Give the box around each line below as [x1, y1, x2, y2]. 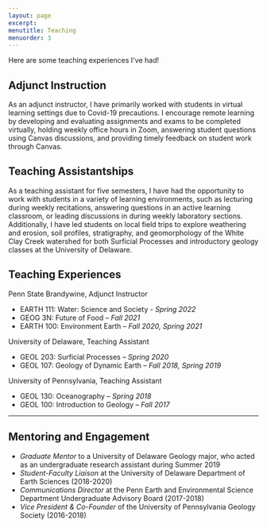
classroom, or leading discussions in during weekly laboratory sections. [8, 211, 243, 221]
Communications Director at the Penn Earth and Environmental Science [19, 485, 254, 495]
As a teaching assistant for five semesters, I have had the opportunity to [8, 186, 245, 195]
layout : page [8, 11, 52, 20]
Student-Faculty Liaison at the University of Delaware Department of [19, 468, 246, 477]
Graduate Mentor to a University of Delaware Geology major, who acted [19, 451, 256, 461]
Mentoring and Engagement [8, 430, 150, 444]
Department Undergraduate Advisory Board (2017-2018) [19, 493, 204, 503]
